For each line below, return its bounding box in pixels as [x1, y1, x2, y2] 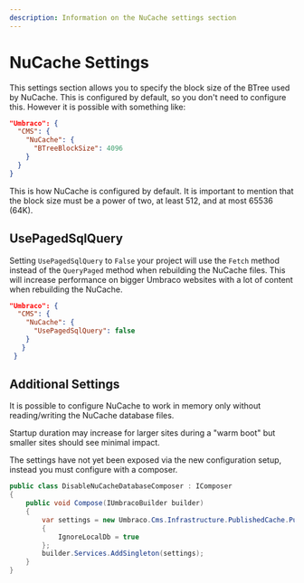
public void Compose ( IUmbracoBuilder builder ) [25, 499, 204, 508]
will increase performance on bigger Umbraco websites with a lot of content [9, 274, 294, 285]
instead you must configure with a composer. [9, 465, 178, 475]
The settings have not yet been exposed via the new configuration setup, [9, 455, 282, 465]
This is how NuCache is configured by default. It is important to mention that [9, 185, 294, 196]
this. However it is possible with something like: [9, 101, 186, 112]
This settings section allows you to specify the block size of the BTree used [9, 82, 290, 93]
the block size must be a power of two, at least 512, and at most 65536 [9, 195, 273, 206]
